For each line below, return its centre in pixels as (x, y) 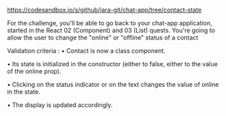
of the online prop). (34, 71)
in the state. (24, 92)
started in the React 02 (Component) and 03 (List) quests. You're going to (111, 30)
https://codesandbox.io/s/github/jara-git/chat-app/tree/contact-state (104, 10)
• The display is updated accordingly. (60, 105)
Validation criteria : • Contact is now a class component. (86, 51)
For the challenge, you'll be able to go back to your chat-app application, (110, 23)
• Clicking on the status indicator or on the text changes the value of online (113, 84)
